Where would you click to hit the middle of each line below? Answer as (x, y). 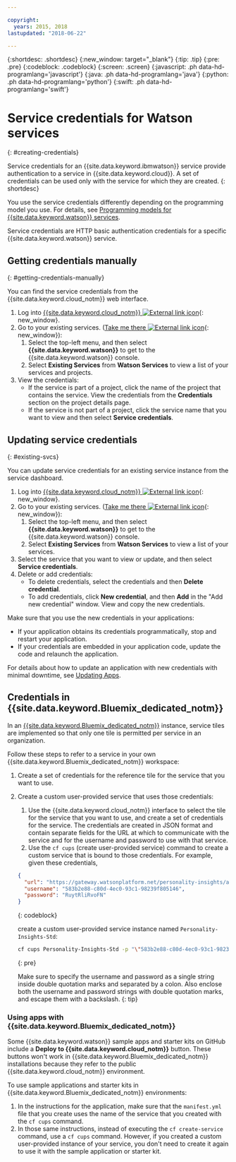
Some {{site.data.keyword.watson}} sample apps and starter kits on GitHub (117, 1041)
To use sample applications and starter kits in (73, 1085)
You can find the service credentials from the (73, 292)
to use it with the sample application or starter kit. (89, 1151)
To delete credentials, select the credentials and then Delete (116, 581)
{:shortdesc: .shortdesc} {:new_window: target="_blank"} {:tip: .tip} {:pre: (113, 59)
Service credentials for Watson (100, 118)
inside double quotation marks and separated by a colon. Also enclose (120, 984)
